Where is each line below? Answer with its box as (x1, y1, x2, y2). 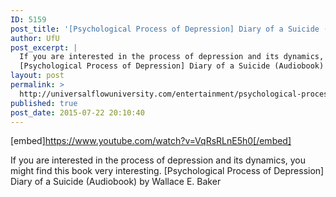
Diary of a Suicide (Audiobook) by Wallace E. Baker (10, 176, 222, 188)
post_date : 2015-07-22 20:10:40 (10, 107, 145, 118)
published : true (10, 98, 78, 108)
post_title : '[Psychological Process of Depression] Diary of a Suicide (10, 24, 320, 34)
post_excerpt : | (10, 42, 78, 53)
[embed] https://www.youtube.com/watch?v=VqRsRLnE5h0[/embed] (10, 135, 292, 147)
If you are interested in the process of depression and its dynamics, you (10, 154, 307, 166)
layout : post (10, 71, 65, 81)
